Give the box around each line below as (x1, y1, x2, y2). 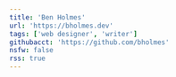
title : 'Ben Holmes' (9, 12, 87, 22)
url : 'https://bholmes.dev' (9, 21, 114, 30)
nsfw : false (9, 46, 54, 55)
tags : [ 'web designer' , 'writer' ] (9, 29, 138, 38)
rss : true (9, 54, 46, 63)
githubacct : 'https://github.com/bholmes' (9, 37, 170, 47)
